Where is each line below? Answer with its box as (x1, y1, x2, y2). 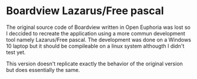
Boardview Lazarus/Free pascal (6, 4, 164, 18)
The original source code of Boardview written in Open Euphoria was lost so (6, 24, 191, 31)
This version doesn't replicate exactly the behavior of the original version (6, 60, 183, 67)
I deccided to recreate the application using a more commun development (6, 29, 185, 37)
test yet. (6, 48, 26, 55)
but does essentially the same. (6, 66, 81, 73)
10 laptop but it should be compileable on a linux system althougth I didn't (6, 42, 185, 50)
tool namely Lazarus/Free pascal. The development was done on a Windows (6, 36, 191, 43)
